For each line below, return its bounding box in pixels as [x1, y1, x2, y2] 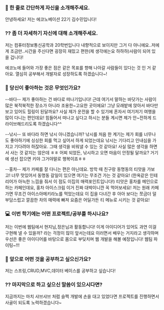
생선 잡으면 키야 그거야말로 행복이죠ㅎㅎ [10, 155, 87, 161]
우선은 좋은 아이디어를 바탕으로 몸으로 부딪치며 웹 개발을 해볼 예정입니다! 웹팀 [5, 236, 153, 242]
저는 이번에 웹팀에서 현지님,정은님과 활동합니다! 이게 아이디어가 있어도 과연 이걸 [5, 224, 157, 230]
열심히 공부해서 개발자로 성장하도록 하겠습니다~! [15, 71, 108, 77]
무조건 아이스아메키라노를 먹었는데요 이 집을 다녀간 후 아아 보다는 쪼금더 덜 [14, 190, 157, 197]
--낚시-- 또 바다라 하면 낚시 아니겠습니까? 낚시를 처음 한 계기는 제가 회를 [5, 131, 143, 137]
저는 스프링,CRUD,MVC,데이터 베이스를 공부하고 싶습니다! [5, 268, 116, 274]
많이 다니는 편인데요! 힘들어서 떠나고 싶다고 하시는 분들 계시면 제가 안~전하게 [5, 114, 152, 121]
